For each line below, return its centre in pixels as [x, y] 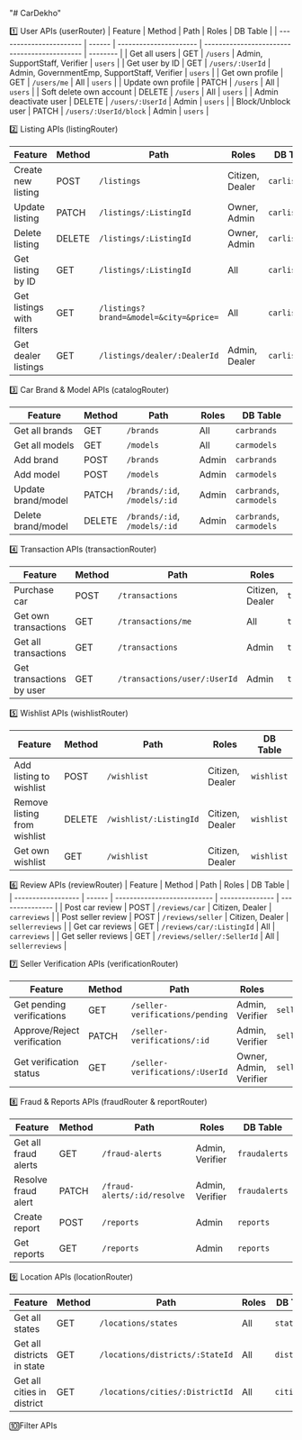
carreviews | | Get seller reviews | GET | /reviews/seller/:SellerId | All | [145, 936]
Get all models [44, 445]
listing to [32, 776]
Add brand [36, 460]
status [27, 1073]
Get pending [40, 1004]
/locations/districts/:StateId [166, 1355]
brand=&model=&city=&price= [159, 318]
